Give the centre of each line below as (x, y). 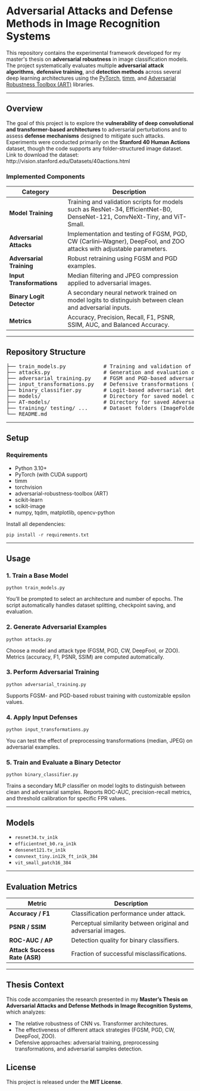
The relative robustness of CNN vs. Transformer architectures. (91, 1023)
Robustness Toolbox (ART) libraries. (50, 84)
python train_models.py (36, 588)
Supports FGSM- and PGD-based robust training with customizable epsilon (98, 696)
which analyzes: (26, 1012)
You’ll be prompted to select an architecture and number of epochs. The (95, 599)
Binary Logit (27, 297)
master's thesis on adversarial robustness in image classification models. (97, 59)
